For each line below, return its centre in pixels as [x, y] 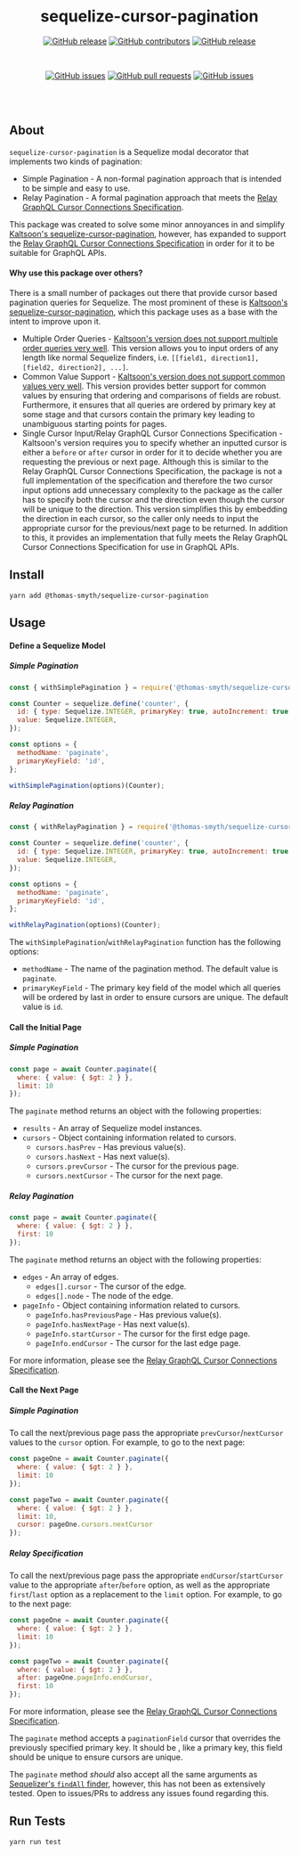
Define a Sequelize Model [57, 645]
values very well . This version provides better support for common [144, 386]
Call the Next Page [44, 1390]
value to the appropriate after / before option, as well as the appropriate [140, 1585]
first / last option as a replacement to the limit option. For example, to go [146, 1595]
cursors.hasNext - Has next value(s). [103, 1157]
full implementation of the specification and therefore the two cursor [147, 480]
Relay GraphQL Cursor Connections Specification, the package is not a [152, 471]
